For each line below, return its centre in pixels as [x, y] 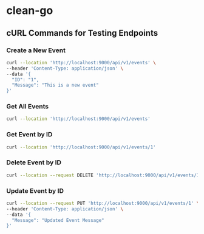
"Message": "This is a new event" [55, 85]
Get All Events [28, 107]
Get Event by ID [29, 135]
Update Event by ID [35, 190]
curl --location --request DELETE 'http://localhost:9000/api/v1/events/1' [104, 175]
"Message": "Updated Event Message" [58, 220]
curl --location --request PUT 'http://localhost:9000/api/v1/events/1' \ [103, 203]
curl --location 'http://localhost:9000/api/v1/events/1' [81, 147]
